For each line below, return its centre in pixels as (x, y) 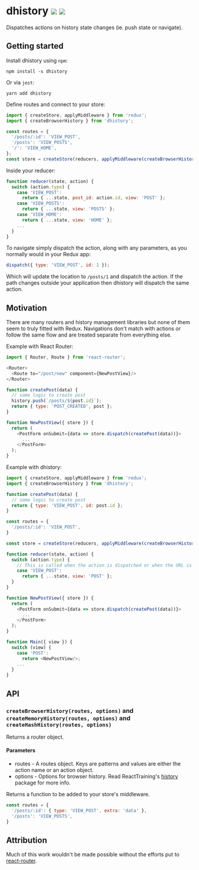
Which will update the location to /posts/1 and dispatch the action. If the (94, 277)
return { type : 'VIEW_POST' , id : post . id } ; (67, 505)
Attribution (27, 840)
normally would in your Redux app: (49, 255)
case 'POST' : (33, 653)
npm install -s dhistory (37, 71)
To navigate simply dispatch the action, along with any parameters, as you (97, 248)
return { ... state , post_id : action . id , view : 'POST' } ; (94, 198)
